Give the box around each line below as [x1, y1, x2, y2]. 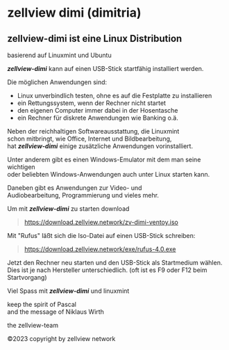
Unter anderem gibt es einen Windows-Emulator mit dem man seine [7, 155, 201, 164]
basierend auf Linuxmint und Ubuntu [7, 51, 112, 59]
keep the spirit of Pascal [7, 301, 76, 308]
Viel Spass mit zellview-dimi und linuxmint [7, 287, 130, 295]
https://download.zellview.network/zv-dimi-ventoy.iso [24, 218, 178, 226]
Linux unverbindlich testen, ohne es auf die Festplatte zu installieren [17, 92, 212, 100]
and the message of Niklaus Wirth [7, 308, 104, 316]
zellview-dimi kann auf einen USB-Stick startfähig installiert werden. [7, 65, 204, 72]
